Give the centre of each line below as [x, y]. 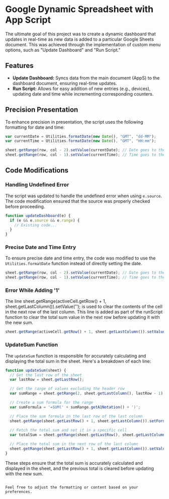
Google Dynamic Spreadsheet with [79, 9]
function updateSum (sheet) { [36, 370]
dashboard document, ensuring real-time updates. [65, 83]
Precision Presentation [42, 110]
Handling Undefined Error [37, 185]
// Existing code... [36, 225]
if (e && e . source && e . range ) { [45, 220]
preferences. [19, 491]
